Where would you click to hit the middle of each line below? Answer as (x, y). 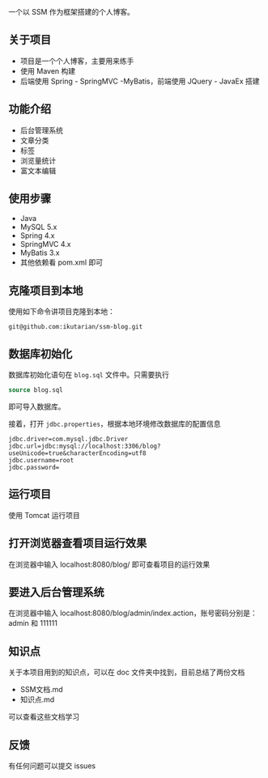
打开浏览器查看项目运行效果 (78, 544)
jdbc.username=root (41, 460)
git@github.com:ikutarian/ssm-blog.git (76, 327)
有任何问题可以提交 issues (52, 766)
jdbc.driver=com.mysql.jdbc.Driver (68, 439)
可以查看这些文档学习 (44, 717)
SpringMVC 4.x (45, 244)
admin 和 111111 (33, 623)
